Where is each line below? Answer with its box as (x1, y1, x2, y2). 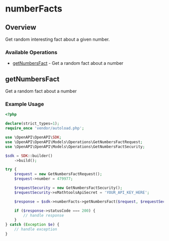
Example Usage (5, 101, 44, 108)
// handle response (23, 213, 64, 218)
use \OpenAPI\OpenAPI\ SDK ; (5, 135, 62, 140)
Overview (5, 23, 37, 32)
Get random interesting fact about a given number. (5, 36, 110, 42)
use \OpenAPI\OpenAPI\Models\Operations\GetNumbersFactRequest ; (5, 139, 143, 145)
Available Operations (5, 49, 58, 56)
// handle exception (14, 227, 57, 232)
